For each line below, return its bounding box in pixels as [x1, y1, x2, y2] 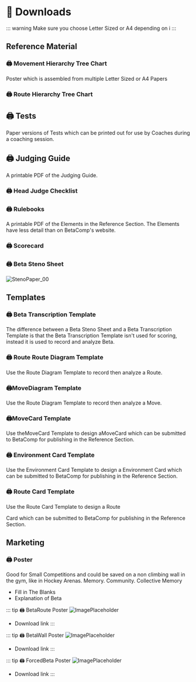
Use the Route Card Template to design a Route [6, 503, 121, 510]
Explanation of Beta [14, 595, 62, 602]
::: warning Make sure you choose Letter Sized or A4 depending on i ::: [6, 25, 177, 32]
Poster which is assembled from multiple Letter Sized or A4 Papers [6, 75, 168, 82]
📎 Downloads [6, 5, 71, 19]
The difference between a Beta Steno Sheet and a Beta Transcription [6, 326, 172, 333]
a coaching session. [6, 136, 54, 143]
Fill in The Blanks [14, 588, 56, 596]
